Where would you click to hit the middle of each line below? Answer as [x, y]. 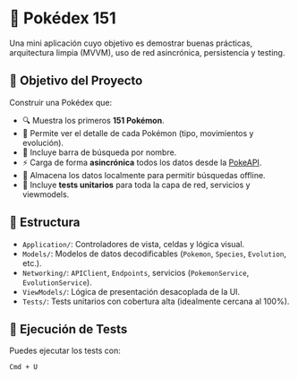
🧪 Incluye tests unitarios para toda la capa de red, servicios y [136, 185]
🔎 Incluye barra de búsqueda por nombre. [99, 152]
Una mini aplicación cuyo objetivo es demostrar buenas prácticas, [131, 43]
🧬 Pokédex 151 [63, 18]
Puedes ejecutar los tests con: [65, 351]
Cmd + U [24, 367]
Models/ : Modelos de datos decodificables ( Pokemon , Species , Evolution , [154, 254]
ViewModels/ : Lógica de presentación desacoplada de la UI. [131, 291]
